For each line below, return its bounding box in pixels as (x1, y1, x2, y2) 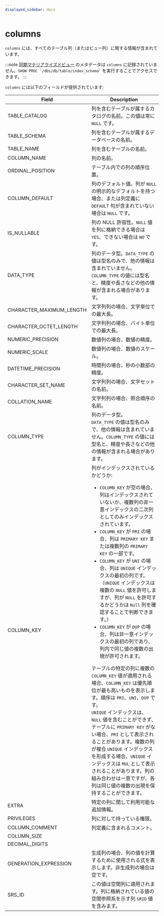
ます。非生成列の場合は (101, 864, 155, 871)
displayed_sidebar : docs (5, 7, 56, 12)
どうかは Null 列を (109, 601, 151, 608)
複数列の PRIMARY (109, 543, 148, 549)
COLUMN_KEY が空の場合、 (100, 484, 156, 491)
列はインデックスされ (100, 491, 149, 498)
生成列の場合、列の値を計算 (91, 849, 155, 856)
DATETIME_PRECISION (7, 365, 61, 372)
